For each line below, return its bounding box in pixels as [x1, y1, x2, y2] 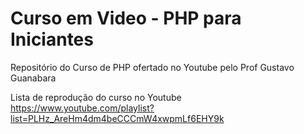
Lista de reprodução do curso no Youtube [10, 91, 182, 103]
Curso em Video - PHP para [10, 7, 242, 30]
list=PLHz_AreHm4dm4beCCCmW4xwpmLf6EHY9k [10, 112, 225, 124]
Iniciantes [10, 28, 94, 51]
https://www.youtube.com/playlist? [10, 102, 155, 114]
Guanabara [10, 72, 57, 84]
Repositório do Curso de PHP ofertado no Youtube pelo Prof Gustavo [10, 61, 295, 73]
